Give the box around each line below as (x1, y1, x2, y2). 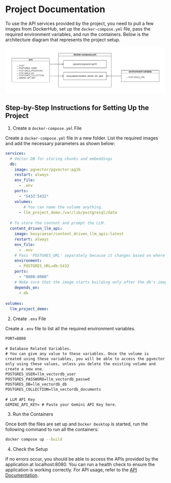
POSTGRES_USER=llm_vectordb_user (5, 372, 76, 377)
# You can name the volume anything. (23, 205, 103, 210)
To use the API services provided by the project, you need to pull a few (5, 20, 154, 26)
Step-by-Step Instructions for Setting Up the (5, 103, 149, 112)
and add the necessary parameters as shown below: (5, 140, 116, 146)
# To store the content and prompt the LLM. (10, 220, 106, 226)
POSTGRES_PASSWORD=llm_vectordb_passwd (5, 377, 90, 382)
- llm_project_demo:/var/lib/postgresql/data (18, 210, 117, 215)
